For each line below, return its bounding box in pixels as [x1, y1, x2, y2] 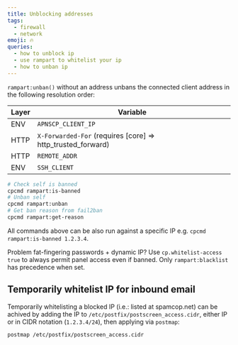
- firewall [13, 23, 46, 31]
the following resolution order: [7, 90, 96, 99]
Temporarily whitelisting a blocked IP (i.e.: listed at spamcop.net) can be [7, 302, 218, 311]
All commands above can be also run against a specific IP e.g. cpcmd [7, 226, 207, 235]
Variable [118, 107, 147, 117]
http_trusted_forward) [37, 139, 110, 149]
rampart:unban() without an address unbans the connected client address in [7, 82, 230, 91]
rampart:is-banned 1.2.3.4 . [7, 234, 89, 242]
